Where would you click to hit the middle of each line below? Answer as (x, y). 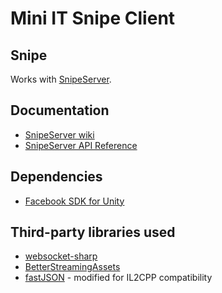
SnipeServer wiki (59, 134)
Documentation (60, 110)
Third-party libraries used (93, 232)
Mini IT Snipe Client (93, 18)
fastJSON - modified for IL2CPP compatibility (118, 278)
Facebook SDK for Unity (74, 201)
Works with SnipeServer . (61, 79)
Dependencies (56, 177)
